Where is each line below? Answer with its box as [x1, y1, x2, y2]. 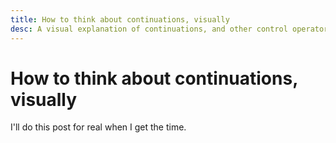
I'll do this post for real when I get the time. [10, 121, 187, 133]
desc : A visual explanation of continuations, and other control [10, 24, 288, 34]
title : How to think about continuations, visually [10, 14, 230, 25]
